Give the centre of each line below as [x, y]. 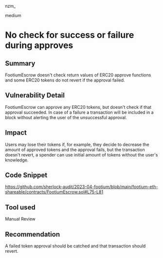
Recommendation [32, 234]
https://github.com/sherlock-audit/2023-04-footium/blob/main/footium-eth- [81, 187]
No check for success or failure [70, 35]
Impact [16, 133]
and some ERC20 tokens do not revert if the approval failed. [65, 80]
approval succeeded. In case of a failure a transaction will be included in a [80, 112]
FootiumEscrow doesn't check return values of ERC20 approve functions [78, 75]
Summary [20, 63]
